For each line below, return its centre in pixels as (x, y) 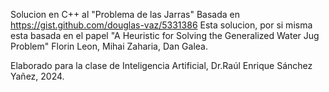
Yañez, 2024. (37, 76)
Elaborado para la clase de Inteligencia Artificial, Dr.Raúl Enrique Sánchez (161, 65)
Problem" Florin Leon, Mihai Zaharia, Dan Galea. (109, 46)
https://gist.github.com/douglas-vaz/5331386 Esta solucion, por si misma (161, 25)
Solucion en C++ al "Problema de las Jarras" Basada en (125, 14)
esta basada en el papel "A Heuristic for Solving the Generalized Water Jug (165, 35)
